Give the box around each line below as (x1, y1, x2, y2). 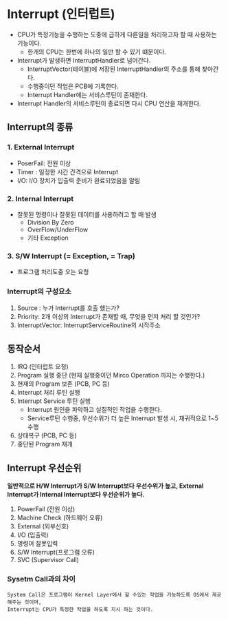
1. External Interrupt (7, 143, 75, 152)
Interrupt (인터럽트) (7, 6, 115, 22)
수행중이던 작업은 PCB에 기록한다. (27, 82, 119, 90)
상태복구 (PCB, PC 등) (16, 431, 77, 440)
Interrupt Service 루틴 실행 (16, 397, 91, 405)
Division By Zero (27, 218, 74, 226)
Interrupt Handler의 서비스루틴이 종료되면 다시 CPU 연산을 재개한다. (16, 99, 201, 107)
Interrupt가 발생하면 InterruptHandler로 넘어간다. (16, 56, 151, 64)
